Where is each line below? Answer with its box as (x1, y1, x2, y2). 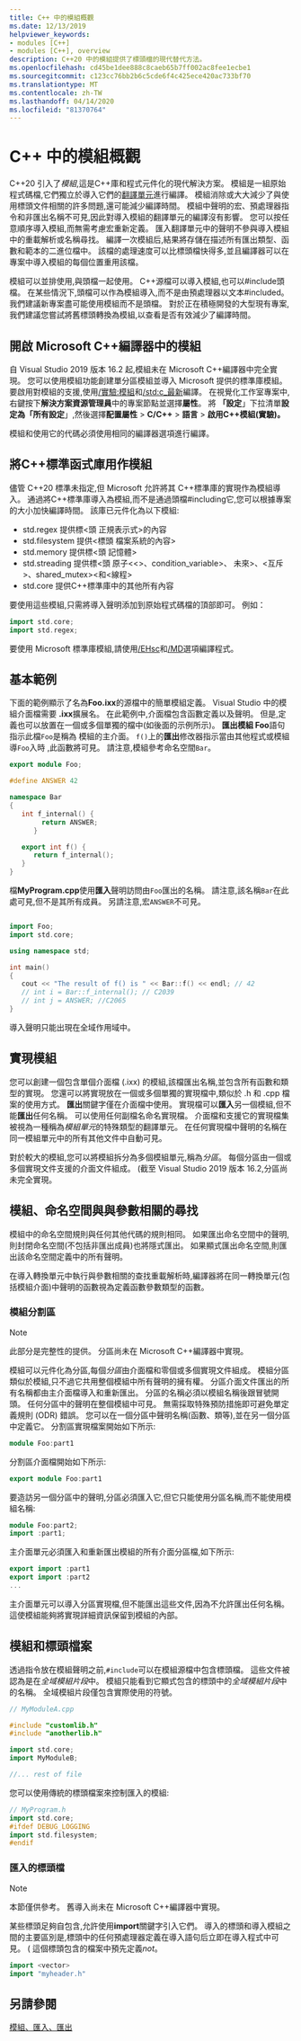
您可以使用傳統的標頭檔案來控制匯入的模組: (9, 1787, 170, 1798)
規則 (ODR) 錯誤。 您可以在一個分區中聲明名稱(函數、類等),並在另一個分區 (16, 1409, 291, 1421)
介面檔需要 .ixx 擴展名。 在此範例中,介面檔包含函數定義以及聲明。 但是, (16, 709, 279, 719)
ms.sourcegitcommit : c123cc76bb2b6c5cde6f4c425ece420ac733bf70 (9, 72, 252, 81)
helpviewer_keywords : (9, 30, 91, 39)
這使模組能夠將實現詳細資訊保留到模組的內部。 (9, 1609, 182, 1620)
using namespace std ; (9, 946, 91, 956)
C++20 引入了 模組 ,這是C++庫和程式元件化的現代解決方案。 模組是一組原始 (9, 178, 287, 189)
